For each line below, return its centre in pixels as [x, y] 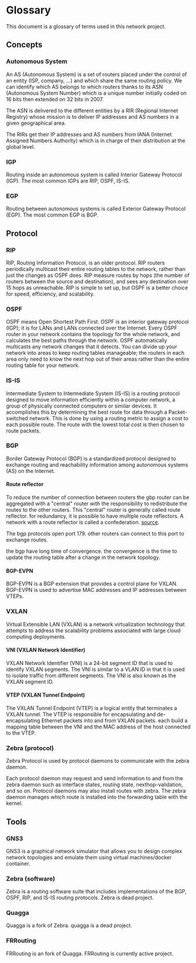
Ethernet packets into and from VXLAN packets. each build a [114, 720]
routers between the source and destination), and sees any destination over [97, 281]
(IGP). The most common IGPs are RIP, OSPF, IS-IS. [68, 181]
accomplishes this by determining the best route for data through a [87, 412]
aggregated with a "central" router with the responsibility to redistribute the [97, 503]
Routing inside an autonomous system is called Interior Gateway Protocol [94, 174]
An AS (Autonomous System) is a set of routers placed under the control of [97, 74]
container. [18, 863]
